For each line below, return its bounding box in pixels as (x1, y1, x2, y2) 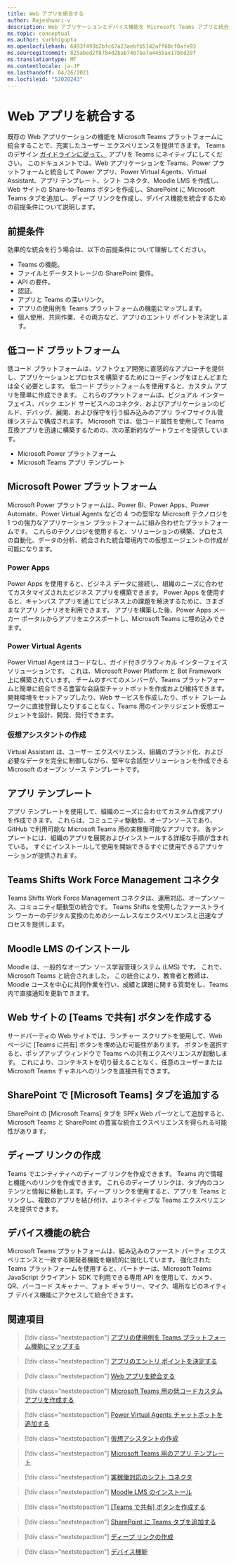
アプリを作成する (24, 1396, 74, 1404)
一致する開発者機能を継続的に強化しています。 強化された (44, 1255, 211, 1264)
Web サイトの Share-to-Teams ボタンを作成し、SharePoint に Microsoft (7, 185, 216, 194)
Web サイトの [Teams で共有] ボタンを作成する (7, 1012, 212, 1024)
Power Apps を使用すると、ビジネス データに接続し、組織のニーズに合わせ (7, 580, 224, 588)
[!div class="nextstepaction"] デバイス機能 (24, 1548, 148, 1556)
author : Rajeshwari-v (7, 17, 71, 24)
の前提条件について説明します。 (7, 203, 100, 211)
